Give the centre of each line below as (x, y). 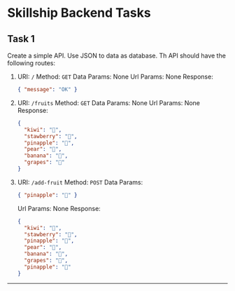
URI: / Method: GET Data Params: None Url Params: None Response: (115, 76)
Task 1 (21, 39)
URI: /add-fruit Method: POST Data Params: (80, 182)
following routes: (31, 63)
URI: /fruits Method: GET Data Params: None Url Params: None (109, 102)
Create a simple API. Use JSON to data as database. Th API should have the (116, 55)
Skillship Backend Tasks (79, 13)
